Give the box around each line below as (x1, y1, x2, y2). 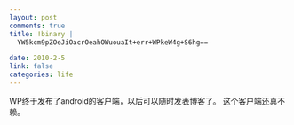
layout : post (9, 12, 58, 22)
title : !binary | (9, 29, 74, 38)
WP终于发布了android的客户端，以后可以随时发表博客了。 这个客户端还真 (9, 95, 278, 106)
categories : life (9, 70, 74, 80)
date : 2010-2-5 (9, 54, 66, 63)
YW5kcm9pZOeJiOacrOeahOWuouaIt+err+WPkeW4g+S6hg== (17, 37, 209, 47)
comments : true (9, 21, 66, 30)
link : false (9, 62, 53, 71)
